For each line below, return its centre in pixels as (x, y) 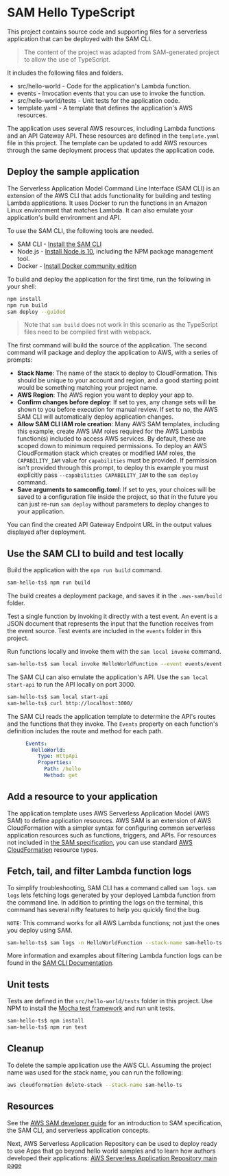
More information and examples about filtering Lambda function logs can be (114, 956)
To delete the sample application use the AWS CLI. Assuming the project (109, 1065)
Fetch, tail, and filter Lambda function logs (99, 871)
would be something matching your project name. (87, 388)
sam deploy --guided (37, 312)
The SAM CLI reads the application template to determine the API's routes (111, 716)
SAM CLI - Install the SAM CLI (59, 244)
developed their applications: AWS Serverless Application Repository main (112, 1158)
